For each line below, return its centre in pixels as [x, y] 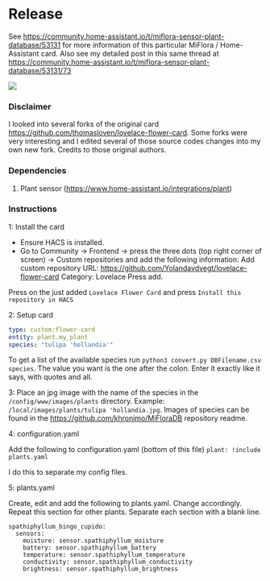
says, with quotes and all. [50, 377]
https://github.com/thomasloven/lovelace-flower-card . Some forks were [128, 133]
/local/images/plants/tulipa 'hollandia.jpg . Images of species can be [129, 410]
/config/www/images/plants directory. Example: [87, 401]
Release [35, 14]
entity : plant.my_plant [48, 337]
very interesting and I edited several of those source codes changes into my [135, 141]
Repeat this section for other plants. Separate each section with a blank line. [135, 512]
